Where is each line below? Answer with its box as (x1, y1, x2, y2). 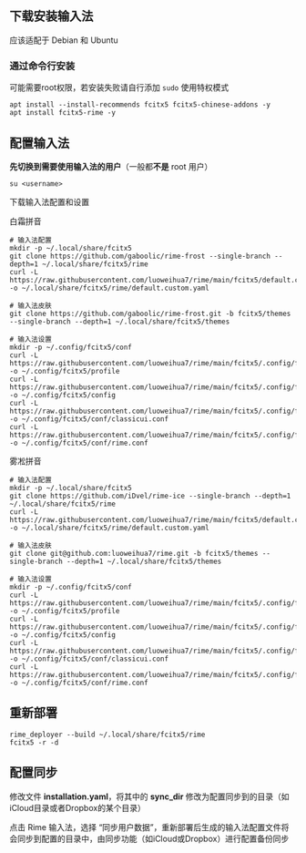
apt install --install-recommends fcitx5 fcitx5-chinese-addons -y (9, 100, 271, 109)
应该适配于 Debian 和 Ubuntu (9, 35, 118, 46)
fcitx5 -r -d (9, 737, 59, 747)
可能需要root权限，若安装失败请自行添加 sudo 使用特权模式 (9, 82, 229, 93)
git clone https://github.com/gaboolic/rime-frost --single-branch (9, 252, 271, 261)
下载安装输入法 (9, 8, 94, 25)
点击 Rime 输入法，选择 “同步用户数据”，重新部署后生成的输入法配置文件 (9, 821, 281, 832)
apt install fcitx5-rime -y (9, 108, 117, 118)
